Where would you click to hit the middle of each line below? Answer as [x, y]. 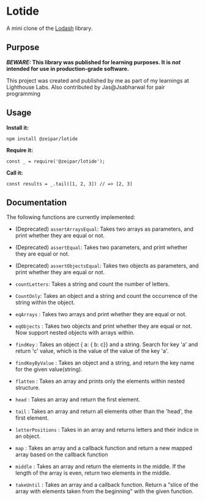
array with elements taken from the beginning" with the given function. [104, 491]
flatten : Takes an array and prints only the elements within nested [100, 381]
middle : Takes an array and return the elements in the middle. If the [100, 467]
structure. [28, 388]
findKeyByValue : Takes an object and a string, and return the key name [105, 363]
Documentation [37, 202]
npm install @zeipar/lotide [42, 139]
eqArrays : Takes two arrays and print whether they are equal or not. [101, 314]
